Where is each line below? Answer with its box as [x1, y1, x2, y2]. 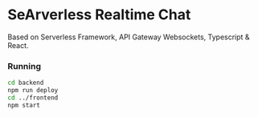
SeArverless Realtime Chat [7, 6, 191, 24]
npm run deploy [7, 87, 59, 95]
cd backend [7, 79, 44, 87]
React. [7, 40, 29, 50]
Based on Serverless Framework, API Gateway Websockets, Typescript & [7, 32, 250, 42]
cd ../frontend [7, 94, 59, 102]
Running [7, 60, 42, 71]
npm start [7, 101, 41, 109]
